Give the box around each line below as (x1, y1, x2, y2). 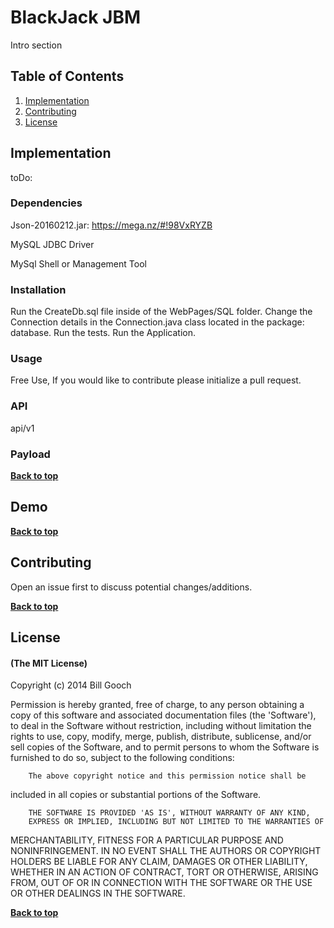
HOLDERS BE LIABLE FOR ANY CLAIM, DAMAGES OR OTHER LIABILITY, (10, 856, 308, 868)
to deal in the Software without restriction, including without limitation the (10, 720, 312, 732)
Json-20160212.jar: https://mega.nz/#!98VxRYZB (10, 219, 213, 231)
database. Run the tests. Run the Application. (10, 327, 196, 339)
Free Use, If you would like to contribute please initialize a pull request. (10, 374, 302, 386)
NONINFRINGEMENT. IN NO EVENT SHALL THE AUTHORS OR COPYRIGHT (10, 845, 322, 857)
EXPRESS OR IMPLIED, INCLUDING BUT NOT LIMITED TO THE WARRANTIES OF (28, 817, 325, 827)
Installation (10, 282, 67, 296)
